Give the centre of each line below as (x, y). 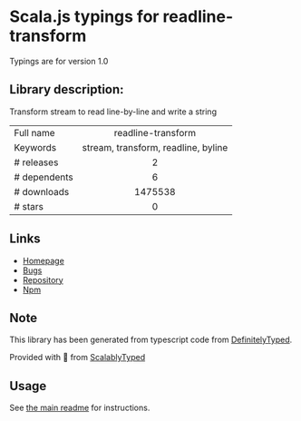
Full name (35, 132)
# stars (29, 206)
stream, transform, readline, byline (155, 147)
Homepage (44, 260)
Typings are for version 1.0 (59, 61)
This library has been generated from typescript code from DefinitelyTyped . (151, 340)
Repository (43, 279)
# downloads (42, 191)
